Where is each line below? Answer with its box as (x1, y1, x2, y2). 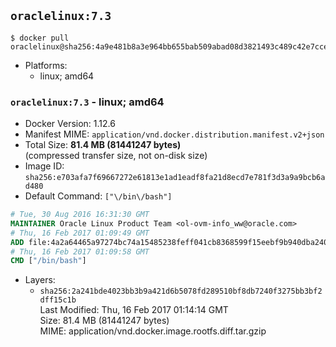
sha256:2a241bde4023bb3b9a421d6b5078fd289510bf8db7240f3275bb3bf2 (39, 286, 323, 297)
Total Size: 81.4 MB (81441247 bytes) (24, 139, 182, 151)
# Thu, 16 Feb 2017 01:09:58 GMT (10, 246, 150, 257)
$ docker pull (10, 33, 70, 43)
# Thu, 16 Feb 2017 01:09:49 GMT (10, 228, 150, 238)
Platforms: (24, 59, 68, 71)
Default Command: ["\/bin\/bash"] (24, 190, 173, 202)
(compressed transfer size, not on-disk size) (24, 150, 208, 162)
